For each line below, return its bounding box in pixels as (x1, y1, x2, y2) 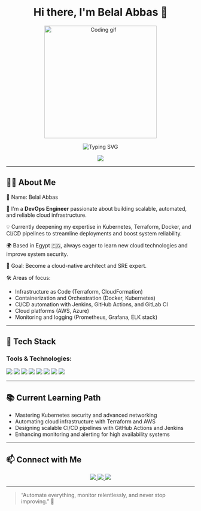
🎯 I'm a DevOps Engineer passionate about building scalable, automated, (6, 205, 187, 212)
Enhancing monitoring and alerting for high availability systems (14, 431, 170, 438)
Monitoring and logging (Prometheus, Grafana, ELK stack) (14, 313, 158, 321)
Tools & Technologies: (6, 354, 72, 363)
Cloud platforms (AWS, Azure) (14, 307, 90, 314)
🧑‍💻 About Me (6, 177, 56, 188)
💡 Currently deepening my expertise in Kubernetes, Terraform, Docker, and (6, 223, 191, 230)
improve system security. (6, 250, 69, 258)
